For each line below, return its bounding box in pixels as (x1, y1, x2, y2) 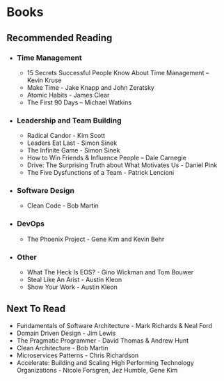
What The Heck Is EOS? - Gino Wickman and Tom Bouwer (26, 268, 194, 277)
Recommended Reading (6, 32, 113, 44)
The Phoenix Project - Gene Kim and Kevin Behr (26, 235, 165, 243)
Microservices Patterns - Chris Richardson (16, 351, 139, 359)
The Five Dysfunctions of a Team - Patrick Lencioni (26, 169, 175, 177)
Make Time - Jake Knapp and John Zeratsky (26, 83, 154, 91)
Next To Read (6, 303, 66, 315)
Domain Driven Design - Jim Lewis (16, 329, 116, 337)
